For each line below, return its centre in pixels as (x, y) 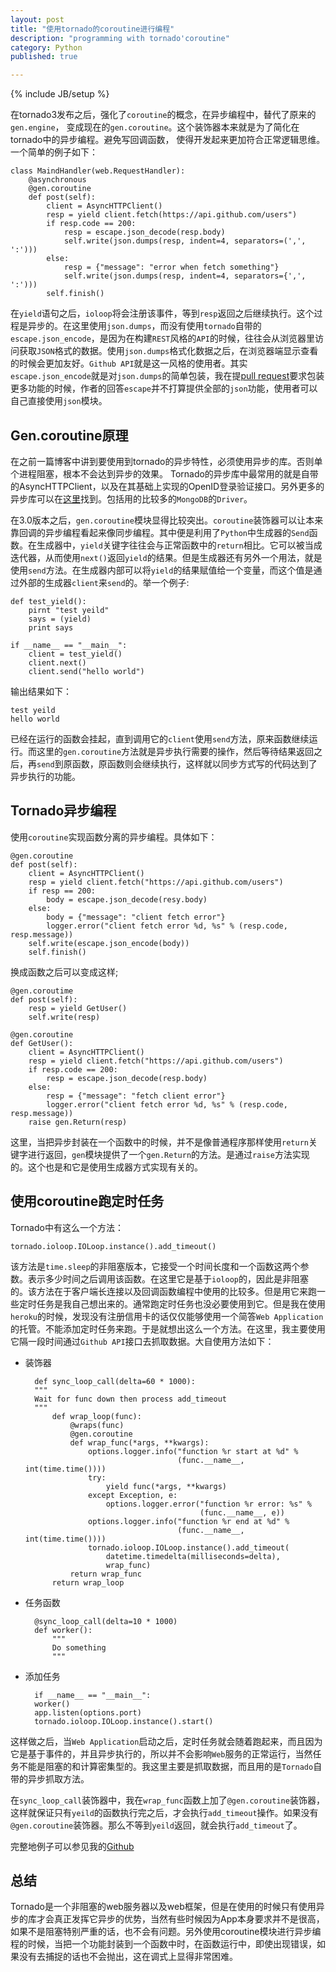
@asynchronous (57, 180)
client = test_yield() (75, 654)
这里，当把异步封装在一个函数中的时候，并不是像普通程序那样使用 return (159, 1142)
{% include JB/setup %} (60, 94)
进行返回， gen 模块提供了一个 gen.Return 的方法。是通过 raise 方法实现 (168, 1154)
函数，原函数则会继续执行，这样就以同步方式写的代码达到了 (194, 763)
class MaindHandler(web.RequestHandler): (98, 171)
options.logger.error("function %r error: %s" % (208, 1504)
